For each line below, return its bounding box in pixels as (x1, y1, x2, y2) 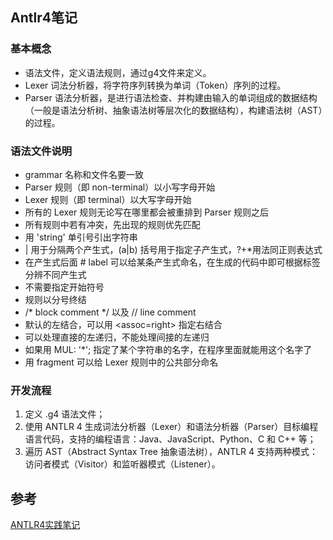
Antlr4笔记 (10, 9, 78, 27)
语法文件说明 (10, 144, 73, 158)
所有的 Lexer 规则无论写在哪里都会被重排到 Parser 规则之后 (24, 206, 269, 218)
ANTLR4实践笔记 (10, 519, 81, 531)
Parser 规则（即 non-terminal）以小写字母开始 (24, 181, 216, 193)
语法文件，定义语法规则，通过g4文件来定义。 (24, 66, 212, 78)
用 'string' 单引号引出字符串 (24, 231, 138, 243)
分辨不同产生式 (24, 268, 87, 280)
